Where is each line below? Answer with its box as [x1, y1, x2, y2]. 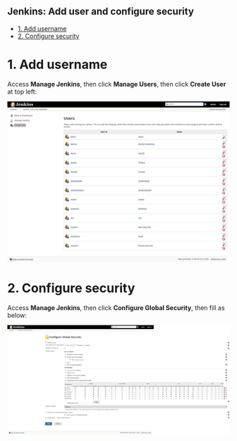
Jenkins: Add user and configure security [7, 6, 194, 18]
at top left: [7, 87, 37, 96]
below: [7, 311, 27, 319]
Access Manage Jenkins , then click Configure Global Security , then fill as [7, 303, 225, 312]
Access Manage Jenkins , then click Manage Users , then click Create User [7, 80, 226, 88]
